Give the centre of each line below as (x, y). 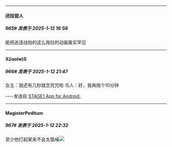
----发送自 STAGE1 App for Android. (43, 96)
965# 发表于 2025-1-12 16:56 (37, 28)
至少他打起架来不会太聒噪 (32, 139)
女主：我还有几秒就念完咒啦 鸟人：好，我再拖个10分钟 (62, 86)
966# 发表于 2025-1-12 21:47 (37, 71)
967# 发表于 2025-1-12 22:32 (37, 125)
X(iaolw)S (16, 59)
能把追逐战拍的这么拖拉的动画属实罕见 (46, 42)
